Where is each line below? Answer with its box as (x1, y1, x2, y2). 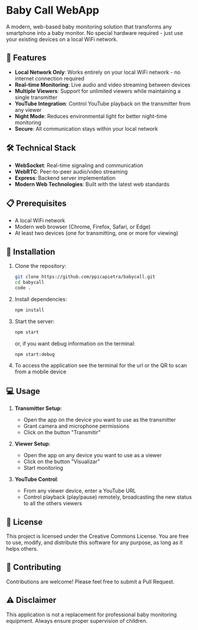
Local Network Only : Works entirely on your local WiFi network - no (14, 69, 181, 76)
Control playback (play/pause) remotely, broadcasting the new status (23, 493, 192, 500)
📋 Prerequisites (6, 198, 67, 208)
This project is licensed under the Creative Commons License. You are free (6, 533, 189, 540)
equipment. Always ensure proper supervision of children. (6, 617, 148, 624)
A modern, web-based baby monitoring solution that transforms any (6, 23, 172, 30)
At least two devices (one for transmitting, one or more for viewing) (14, 230, 178, 237)
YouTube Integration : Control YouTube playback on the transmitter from (14, 100, 191, 107)
